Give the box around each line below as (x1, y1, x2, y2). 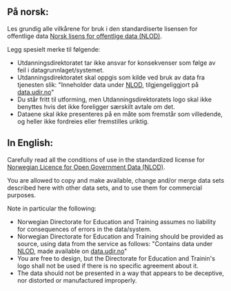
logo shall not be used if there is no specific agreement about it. (17, 261, 199, 270)
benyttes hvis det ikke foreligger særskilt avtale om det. (17, 102, 176, 110)
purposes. (7, 190, 37, 199)
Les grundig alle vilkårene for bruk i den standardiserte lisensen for (7, 24, 198, 32)
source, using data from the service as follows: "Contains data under (17, 239, 213, 248)
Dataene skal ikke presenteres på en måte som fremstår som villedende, (17, 110, 223, 118)
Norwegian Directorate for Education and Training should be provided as (17, 232, 224, 241)
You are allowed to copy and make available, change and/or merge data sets (7, 176, 225, 184)
